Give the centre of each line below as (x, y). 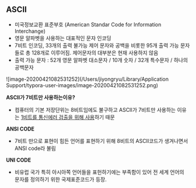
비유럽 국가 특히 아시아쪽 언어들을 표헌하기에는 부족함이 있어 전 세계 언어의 (99, 172)
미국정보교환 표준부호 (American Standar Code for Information (88, 24)
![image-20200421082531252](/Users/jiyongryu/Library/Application (87, 79)
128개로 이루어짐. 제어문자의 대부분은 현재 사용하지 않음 (95, 53)
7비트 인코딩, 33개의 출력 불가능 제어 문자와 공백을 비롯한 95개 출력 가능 (97, 45)
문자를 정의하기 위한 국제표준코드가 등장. (60, 179)
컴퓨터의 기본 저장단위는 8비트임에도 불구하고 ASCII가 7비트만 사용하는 (95, 110)
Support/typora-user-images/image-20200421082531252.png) (82, 85)
